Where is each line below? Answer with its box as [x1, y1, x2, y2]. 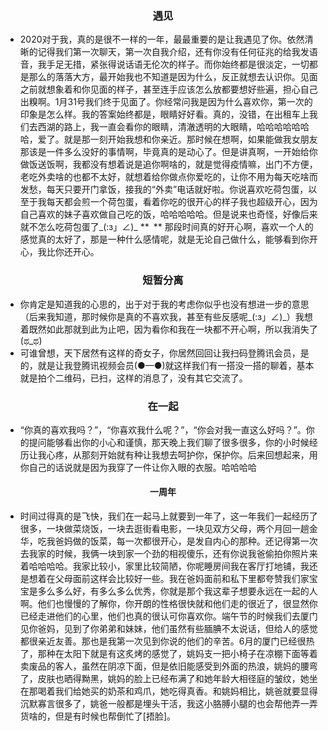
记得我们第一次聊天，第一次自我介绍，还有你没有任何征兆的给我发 [37, 46, 310, 58]
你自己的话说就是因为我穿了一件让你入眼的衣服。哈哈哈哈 [19, 461, 257, 473]
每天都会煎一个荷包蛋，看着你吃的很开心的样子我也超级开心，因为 [46, 196, 318, 208]
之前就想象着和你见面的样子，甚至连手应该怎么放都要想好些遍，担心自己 [19, 83, 318, 96]
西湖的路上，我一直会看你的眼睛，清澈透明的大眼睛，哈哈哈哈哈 [37, 121, 301, 133]
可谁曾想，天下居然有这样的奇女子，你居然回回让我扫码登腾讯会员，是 [19, 347, 310, 359]
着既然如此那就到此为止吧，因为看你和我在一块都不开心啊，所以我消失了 [19, 323, 318, 335]
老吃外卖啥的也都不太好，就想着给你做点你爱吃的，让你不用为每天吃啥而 [19, 171, 318, 183]
